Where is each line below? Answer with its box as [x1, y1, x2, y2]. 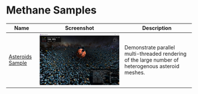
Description [142, 25, 172, 32]
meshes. [124, 69, 146, 76]
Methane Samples [6, 4, 97, 17]
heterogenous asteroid [124, 62, 180, 69]
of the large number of [124, 56, 179, 63]
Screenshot [64, 25, 94, 32]
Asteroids [8, 53, 32, 61]
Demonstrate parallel [124, 43, 175, 51]
